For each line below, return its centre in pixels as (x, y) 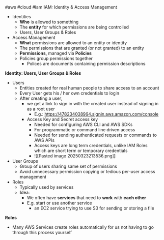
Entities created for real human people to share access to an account (89, 88)
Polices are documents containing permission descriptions (86, 64)
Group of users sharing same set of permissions (68, 166)
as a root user (41, 109)
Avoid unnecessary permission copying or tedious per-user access (87, 171)
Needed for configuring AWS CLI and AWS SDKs (83, 124)
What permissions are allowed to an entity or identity (73, 43)
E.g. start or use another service (59, 203)
